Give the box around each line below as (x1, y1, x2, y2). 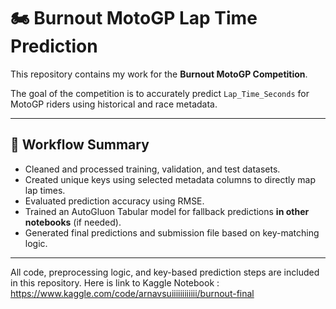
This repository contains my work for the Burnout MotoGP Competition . (10, 68, 308, 80)
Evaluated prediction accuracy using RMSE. (24, 195, 205, 207)
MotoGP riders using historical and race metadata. (10, 98, 218, 110)
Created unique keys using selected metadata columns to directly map (24, 173, 316, 185)
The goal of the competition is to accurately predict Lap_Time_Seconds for (10, 87, 310, 99)
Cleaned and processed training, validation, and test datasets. (24, 163, 281, 175)
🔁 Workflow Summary (10, 136, 150, 154)
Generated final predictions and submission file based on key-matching (24, 226, 320, 239)
